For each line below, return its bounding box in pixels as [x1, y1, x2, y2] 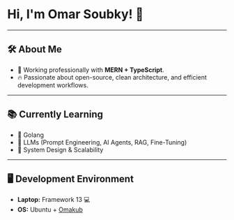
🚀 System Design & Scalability [17, 145, 104, 154]
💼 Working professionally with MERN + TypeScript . [17, 66, 165, 74]
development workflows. [17, 80, 88, 89]
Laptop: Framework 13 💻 [17, 196, 91, 204]
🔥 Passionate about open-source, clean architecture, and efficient [17, 73, 208, 81]
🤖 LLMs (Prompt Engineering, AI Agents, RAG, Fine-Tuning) [17, 138, 187, 146]
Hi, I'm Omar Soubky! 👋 [7, 6, 144, 22]
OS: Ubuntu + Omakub [17, 205, 84, 214]
